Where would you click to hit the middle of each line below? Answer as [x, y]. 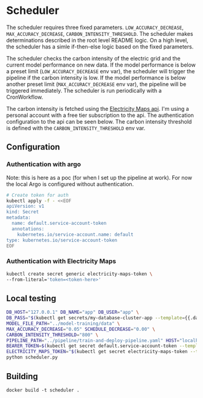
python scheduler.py [32, 357]
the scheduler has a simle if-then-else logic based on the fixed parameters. [100, 47]
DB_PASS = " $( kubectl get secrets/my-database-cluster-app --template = [96, 318]
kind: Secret [23, 212]
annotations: [28, 229]
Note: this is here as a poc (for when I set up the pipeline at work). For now [99, 177]
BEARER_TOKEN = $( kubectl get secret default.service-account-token [92, 346]
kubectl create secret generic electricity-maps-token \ [79, 274]
